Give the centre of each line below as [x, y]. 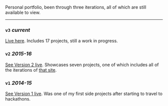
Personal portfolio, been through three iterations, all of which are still [76, 7]
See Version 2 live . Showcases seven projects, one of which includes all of [82, 65]
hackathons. [18, 99]
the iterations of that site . [31, 70]
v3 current [18, 30]
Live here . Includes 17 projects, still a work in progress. [62, 41]
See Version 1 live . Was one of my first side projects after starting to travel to [84, 94]
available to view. [23, 12]
